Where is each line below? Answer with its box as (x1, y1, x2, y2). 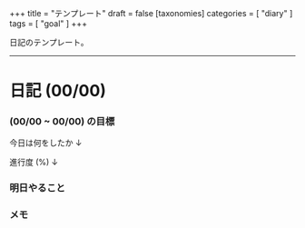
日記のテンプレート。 (9, 37, 89, 47)
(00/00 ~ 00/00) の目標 (9, 115, 115, 128)
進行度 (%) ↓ (9, 157, 59, 168)
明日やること (9, 182, 66, 194)
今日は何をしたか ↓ (9, 137, 83, 148)
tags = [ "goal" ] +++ (9, 18, 88, 29)
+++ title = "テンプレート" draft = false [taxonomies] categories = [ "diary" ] (9, 8, 293, 18)
